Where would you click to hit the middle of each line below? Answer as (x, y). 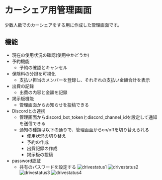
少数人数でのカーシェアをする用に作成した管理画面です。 (63, 25)
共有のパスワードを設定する (48, 167)
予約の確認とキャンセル (43, 67)
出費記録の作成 (42, 148)
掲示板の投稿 (40, 154)
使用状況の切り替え (46, 136)
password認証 (26, 161)
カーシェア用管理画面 (48, 10)
